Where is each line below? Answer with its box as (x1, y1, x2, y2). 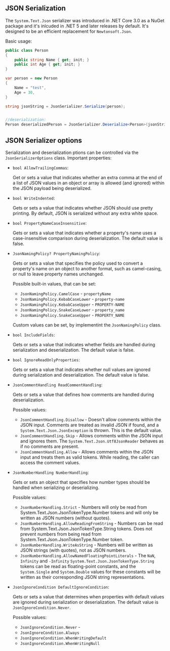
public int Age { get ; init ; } (14, 62, 80, 67)
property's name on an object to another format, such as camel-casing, (12, 266, 162, 271)
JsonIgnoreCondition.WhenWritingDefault (20, 636, 107, 641)
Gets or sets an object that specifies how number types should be (12, 479, 150, 485)
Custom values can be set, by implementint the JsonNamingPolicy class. (12, 322, 162, 328)
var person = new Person (5, 76, 58, 81)
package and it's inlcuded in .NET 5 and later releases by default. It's (5, 23, 149, 29)
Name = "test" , (14, 85, 47, 90)
